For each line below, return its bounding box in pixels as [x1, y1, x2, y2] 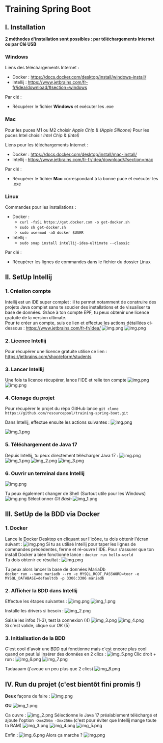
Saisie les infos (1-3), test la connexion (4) [5, 617, 90, 623]
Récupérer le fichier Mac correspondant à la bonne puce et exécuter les [12, 175, 159, 181]
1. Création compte [5, 288, 51, 295]
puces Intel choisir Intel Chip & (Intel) [5, 132, 80, 138]
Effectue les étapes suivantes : [5, 598, 67, 605]
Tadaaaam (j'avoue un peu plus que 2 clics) [5, 666, 93, 672]
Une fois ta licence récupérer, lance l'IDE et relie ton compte [5, 377, 127, 383]
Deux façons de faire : [5, 693, 51, 699]
